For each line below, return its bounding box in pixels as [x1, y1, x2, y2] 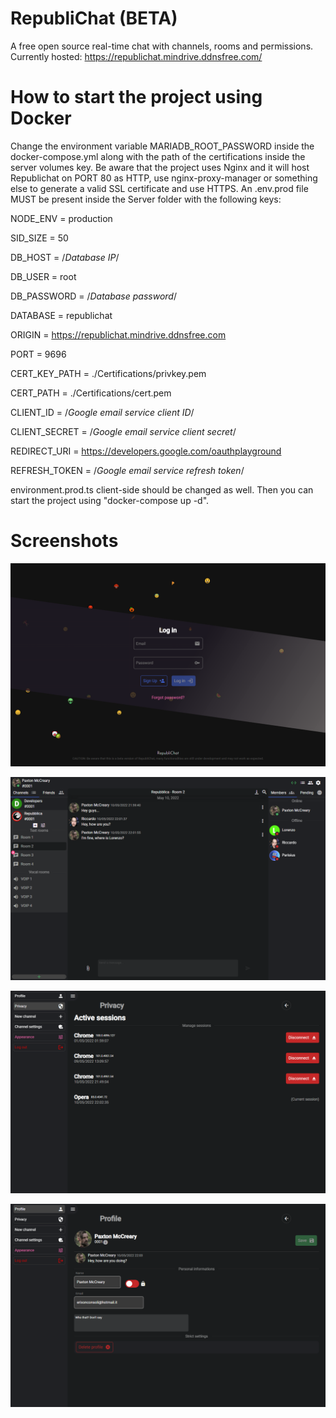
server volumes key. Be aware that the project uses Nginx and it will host [10, 161, 310, 173]
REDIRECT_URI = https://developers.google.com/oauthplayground [10, 445, 282, 457]
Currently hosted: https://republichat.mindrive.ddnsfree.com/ [10, 50, 263, 62]
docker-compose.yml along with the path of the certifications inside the [10, 150, 306, 162]
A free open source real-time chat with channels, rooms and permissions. [10, 40, 314, 52]
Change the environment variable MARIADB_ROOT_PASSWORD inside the [10, 140, 315, 152]
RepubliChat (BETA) [10, 7, 178, 30]
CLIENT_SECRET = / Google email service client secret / [10, 425, 237, 437]
